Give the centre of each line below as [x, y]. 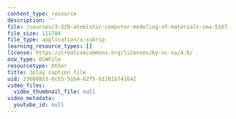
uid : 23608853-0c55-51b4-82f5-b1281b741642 [72, 79]
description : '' [31, 20]
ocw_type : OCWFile [34, 59]
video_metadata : [31, 99]
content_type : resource [42, 14]
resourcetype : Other [38, 66]
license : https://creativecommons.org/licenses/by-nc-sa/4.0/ [100, 53]
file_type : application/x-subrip [56, 40]
